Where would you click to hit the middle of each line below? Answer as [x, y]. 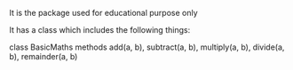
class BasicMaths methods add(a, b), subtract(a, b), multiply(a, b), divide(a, [147, 47]
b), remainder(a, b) [44, 56]
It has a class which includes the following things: [100, 30]
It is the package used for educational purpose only [103, 13]
